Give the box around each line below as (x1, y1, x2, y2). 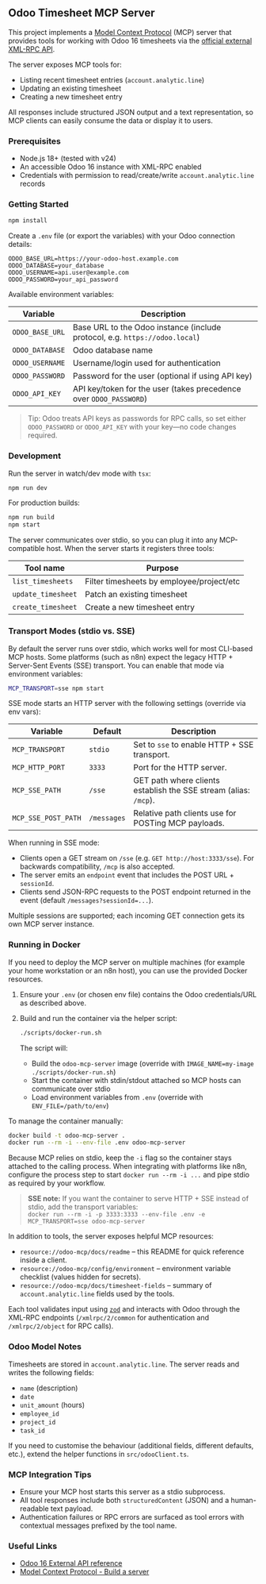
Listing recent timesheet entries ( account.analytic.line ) (19, 75, 205, 84)
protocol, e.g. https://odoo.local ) (72, 332, 200, 343)
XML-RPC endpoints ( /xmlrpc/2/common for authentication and (8, 1313, 210, 1323)
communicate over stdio (31, 1084, 111, 1093)
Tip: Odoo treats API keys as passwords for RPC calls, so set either (27, 414, 247, 423)
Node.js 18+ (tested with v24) (19, 154, 116, 164)
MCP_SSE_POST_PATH (12, 814, 82, 823)
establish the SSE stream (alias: (133, 785, 251, 796)
